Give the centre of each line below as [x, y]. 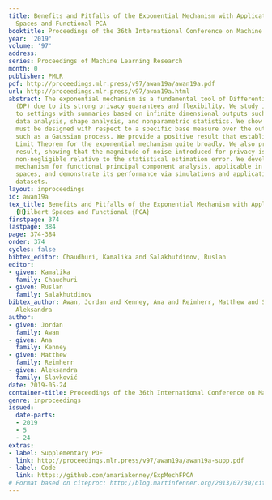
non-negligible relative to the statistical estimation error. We [130, 159]
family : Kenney [41, 348]
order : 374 [27, 242]
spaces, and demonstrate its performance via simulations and [123, 174]
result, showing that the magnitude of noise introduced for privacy [135, 152]
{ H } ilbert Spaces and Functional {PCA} [83, 212]
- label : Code [32, 468]
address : [23, 53]
